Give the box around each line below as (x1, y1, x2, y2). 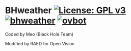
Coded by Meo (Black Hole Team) (5, 31, 74, 37)
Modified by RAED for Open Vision (5, 40, 75, 46)
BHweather (5, 5, 52, 16)
